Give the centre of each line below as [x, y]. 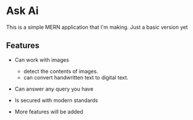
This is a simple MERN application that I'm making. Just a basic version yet [97, 27]
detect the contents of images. [61, 71]
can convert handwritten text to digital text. [76, 77]
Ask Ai [22, 11]
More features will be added [49, 111]
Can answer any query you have [54, 89]
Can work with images [42, 59]
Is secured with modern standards [56, 100]
